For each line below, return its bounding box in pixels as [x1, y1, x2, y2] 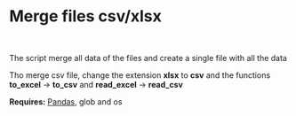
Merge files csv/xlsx [9, 6, 163, 27]
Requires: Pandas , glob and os [9, 96, 123, 107]
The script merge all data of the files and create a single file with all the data [9, 52, 287, 63]
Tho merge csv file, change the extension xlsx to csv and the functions [9, 69, 271, 81]
